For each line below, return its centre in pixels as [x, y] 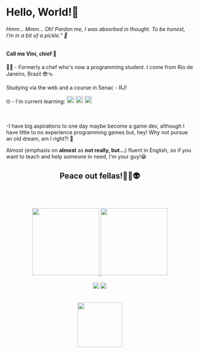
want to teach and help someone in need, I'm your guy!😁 [76, 157]
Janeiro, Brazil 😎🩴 [30, 74]
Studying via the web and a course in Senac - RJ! [67, 88]
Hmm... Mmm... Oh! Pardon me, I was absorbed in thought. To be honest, [96, 29]
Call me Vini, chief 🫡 [31, 54]
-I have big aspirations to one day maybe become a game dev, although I [95, 126]
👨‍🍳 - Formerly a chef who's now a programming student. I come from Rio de [99, 67]
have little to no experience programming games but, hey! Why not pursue [97, 132]
